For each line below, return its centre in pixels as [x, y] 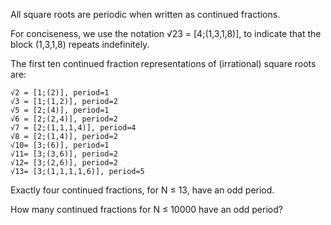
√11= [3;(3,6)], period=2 [64, 154]
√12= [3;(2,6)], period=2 [64, 163]
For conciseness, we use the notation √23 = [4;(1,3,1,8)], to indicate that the [166, 33]
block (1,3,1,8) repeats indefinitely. [80, 44]
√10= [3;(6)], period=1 [60, 145]
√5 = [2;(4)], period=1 [60, 110]
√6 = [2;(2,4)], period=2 [64, 119]
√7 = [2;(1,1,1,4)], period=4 [73, 128]
